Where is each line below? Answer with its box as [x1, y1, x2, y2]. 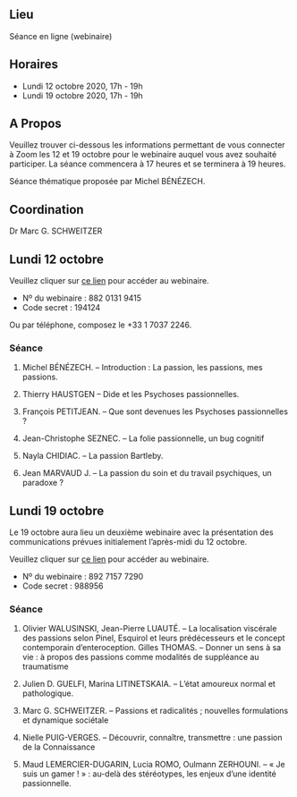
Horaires [9, 57, 59, 72]
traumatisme [21, 661, 69, 672]
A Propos [9, 116, 63, 131]
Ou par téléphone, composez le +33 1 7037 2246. [9, 319, 192, 330]
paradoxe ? [21, 478, 64, 488]
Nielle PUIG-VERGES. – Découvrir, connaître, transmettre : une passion [21, 733, 283, 743]
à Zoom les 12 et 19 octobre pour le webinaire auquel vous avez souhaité [9, 149, 277, 160]
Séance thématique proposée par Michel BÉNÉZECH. [9, 176, 206, 187]
